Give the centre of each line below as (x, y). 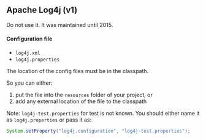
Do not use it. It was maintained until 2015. (60, 25)
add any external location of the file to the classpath (81, 101)
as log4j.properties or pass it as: (49, 120)
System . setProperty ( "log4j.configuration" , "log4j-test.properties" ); (98, 131)
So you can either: (29, 83)
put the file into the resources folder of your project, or (84, 95)
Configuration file (29, 39)
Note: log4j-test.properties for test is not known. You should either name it (103, 114)
